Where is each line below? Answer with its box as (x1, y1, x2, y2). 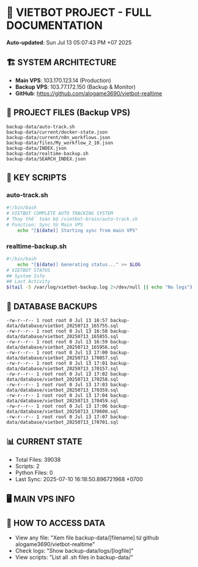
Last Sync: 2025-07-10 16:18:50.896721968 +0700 (15, 475, 144, 483)
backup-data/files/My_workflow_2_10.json (6, 140, 114, 146)
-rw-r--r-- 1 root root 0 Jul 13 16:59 (6, 339, 108, 345)
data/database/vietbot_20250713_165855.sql (6, 333, 119, 339)
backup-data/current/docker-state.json (6, 129, 108, 135)
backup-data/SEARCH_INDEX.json (6, 156, 86, 162)
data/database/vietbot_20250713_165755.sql (6, 323, 119, 329)
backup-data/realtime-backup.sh (6, 150, 89, 157)
